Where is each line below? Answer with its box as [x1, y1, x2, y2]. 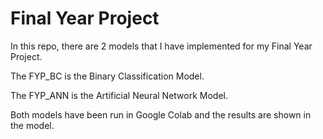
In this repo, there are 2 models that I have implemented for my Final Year [10, 40, 313, 52]
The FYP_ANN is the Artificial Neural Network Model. [10, 89, 228, 101]
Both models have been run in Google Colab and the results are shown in [10, 108, 312, 121]
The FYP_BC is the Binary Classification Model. [10, 70, 205, 82]
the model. [10, 119, 55, 131]
